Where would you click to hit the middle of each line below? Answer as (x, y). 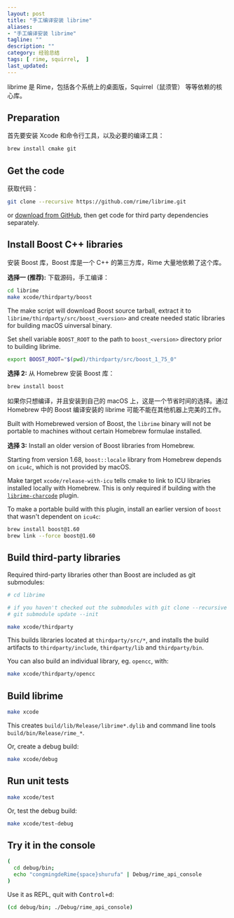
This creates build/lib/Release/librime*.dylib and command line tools (111, 725)
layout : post (26, 14)
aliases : (20, 27)
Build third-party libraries (64, 558)
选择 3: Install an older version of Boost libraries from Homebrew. (101, 446)
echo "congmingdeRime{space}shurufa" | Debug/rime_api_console (108, 874)
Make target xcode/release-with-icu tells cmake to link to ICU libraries (109, 481)
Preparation (34, 118)
